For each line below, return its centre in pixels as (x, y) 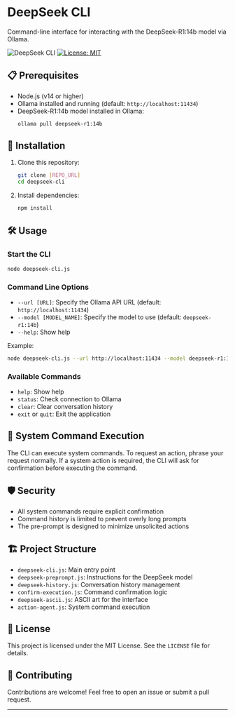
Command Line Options (48, 287)
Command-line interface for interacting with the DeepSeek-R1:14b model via (117, 32)
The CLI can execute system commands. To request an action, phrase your (115, 453)
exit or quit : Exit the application (64, 414)
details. (18, 653)
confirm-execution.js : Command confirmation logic (92, 592)
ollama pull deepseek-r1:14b (60, 123)
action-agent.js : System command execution (84, 607)
